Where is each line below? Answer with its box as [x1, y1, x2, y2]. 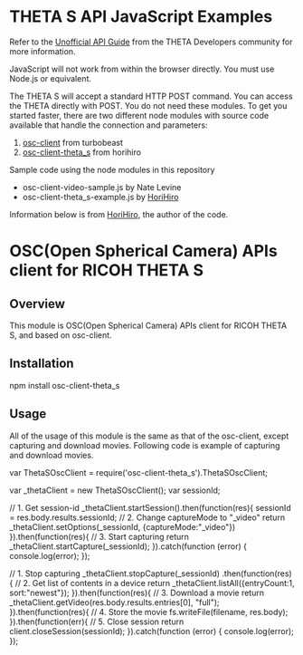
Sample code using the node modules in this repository [9, 164, 215, 175]
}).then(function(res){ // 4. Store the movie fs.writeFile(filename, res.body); [9, 606, 289, 617]
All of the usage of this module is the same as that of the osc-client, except [9, 430, 289, 441]
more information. [9, 45, 76, 56]
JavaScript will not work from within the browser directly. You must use [9, 63, 275, 74]
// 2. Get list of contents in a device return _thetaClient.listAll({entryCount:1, [14, 577, 296, 588]
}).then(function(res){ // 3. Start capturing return [9, 531, 190, 542]
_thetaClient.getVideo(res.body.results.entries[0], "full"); [9, 596, 220, 608]
